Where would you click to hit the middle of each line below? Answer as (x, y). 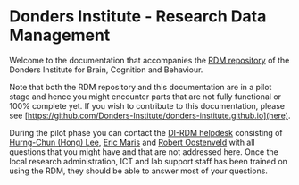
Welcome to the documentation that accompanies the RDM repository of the (149, 60)
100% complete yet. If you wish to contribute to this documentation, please (147, 105)
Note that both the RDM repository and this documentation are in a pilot (141, 87)
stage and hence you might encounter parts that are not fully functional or (145, 97)
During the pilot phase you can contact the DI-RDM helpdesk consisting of (146, 132)
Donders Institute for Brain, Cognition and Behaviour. (106, 70)
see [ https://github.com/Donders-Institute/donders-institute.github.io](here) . (150, 115)
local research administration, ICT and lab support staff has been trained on (149, 161)
